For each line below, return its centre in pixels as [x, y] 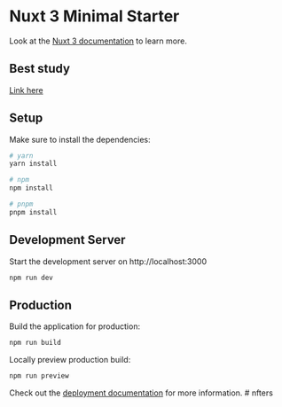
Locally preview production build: [70, 360]
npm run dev [31, 278]
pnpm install [33, 212]
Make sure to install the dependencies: [80, 139]
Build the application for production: [74, 326]
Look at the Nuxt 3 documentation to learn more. [98, 41]
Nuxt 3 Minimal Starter [94, 16]
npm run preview [39, 376]
